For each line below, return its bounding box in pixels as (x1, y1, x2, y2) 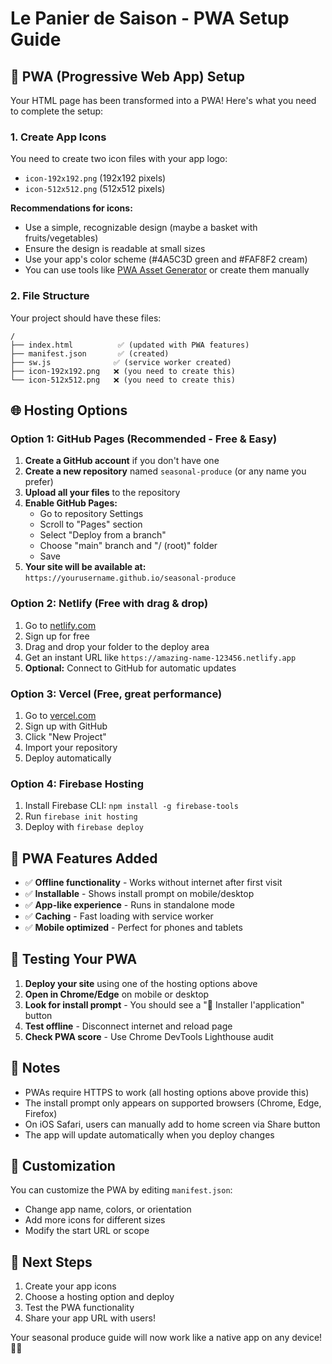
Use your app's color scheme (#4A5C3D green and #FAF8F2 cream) (24, 253, 308, 266)
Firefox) (24, 1107, 58, 1119)
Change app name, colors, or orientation (24, 1203, 192, 1216)
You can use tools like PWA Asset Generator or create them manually (24, 264, 310, 276)
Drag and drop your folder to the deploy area (24, 640, 210, 652)
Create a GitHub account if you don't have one (24, 455, 220, 467)
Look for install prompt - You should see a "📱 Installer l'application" (24, 998, 305, 1011)
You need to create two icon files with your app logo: (10, 153, 228, 165)
